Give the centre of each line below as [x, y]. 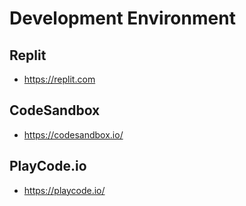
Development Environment [122, 18]
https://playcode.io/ [64, 190]
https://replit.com [59, 79]
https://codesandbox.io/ [73, 134]
